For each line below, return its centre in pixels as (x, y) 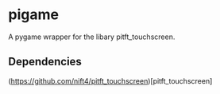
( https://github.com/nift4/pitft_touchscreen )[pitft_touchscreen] (110, 80)
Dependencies (45, 62)
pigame (34, 15)
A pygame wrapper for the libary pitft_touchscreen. (92, 37)
